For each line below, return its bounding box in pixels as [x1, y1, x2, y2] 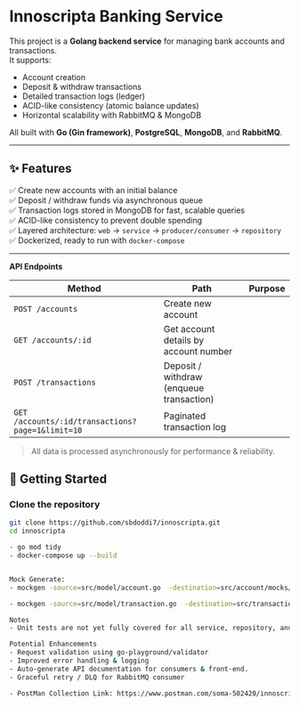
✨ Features [9, 161, 72, 176]
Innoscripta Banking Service [9, 6, 224, 27]
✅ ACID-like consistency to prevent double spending [9, 215, 203, 225]
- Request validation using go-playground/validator [9, 648, 209, 657]
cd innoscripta [9, 527, 66, 536]
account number [163, 345, 233, 357]
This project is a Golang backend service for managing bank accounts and [9, 36, 285, 46]
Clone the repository [9, 499, 101, 511]
